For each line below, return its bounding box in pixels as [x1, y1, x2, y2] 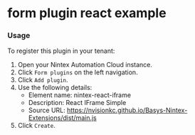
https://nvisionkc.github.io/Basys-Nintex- [66, 106, 188, 115]
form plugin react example [7, 5, 167, 21]
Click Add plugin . [17, 76, 69, 84]
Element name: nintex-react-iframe [28, 91, 132, 99]
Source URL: [28, 106, 65, 115]
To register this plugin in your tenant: [7, 46, 115, 55]
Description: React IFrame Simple [28, 99, 127, 107]
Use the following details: [17, 84, 93, 92]
